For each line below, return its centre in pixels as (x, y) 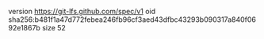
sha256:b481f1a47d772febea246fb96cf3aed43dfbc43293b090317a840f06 (132, 19)
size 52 (54, 28)
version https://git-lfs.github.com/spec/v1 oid (82, 11)
